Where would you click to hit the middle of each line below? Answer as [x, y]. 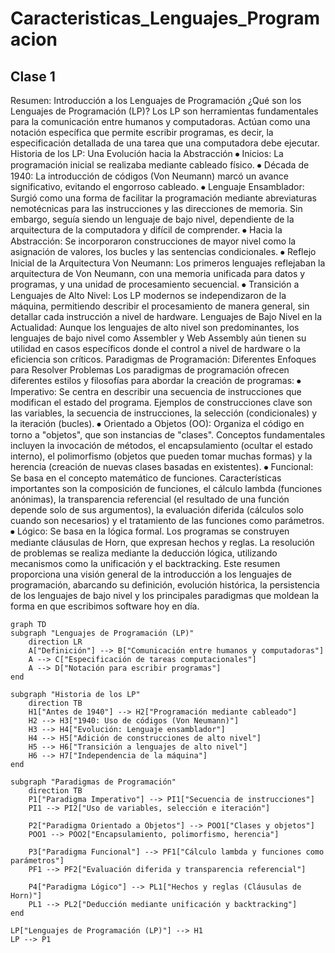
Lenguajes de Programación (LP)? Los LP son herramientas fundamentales [164, 111]
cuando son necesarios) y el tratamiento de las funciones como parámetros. [167, 520]
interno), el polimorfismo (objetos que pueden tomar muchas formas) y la [161, 456]
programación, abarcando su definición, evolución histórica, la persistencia [165, 585]
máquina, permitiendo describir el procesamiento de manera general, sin [160, 306]
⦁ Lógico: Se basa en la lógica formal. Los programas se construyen [150, 531]
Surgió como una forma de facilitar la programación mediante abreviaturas [163, 198]
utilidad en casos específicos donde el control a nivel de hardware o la [155, 348]
